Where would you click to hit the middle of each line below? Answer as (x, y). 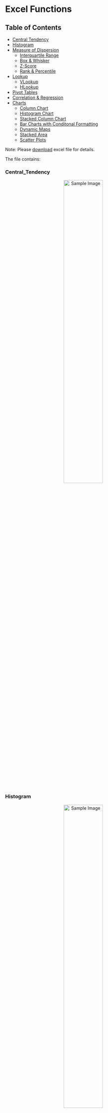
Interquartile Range (39, 55)
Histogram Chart (36, 113)
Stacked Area (33, 135)
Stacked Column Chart (43, 119)
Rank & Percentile (38, 71)
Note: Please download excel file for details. (50, 149)
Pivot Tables (25, 92)
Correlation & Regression (38, 97)
